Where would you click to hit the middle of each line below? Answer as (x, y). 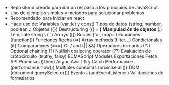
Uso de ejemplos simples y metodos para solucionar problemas (77, 13)
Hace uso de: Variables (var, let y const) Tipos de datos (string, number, (86, 24)
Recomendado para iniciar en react (47, 18)
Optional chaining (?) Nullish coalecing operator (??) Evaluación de (80, 51)
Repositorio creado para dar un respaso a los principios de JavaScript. (84, 7)
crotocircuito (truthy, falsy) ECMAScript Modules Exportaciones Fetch (84, 56)
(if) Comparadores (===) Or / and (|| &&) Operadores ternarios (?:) (80, 45)
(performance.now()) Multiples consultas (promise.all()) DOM (75, 67)
